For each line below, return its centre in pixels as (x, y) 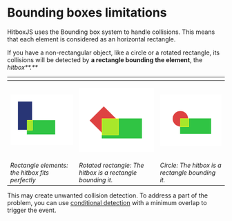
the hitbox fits (30, 173)
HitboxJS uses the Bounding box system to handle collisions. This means (111, 32)
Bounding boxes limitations (87, 13)
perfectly (23, 180)
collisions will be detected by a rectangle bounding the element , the (105, 59)
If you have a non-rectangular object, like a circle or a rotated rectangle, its (113, 52)
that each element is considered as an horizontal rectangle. (91, 39)
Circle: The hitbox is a (191, 165)
